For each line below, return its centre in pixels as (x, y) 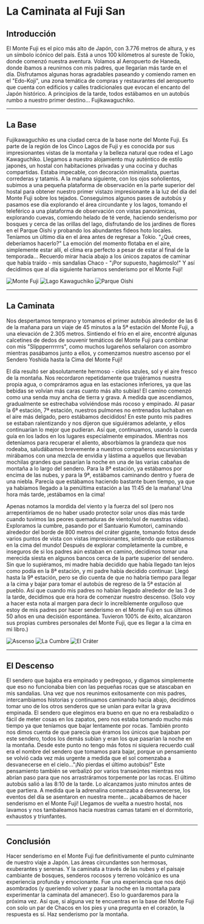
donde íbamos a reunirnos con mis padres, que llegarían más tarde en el (97, 68)
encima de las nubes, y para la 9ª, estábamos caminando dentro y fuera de (100, 475)
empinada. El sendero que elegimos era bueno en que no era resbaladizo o (100, 713)
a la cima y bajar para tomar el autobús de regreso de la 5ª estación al (94, 584)
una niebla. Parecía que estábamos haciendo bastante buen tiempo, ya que (101, 481)
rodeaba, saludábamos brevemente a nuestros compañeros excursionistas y (102, 449)
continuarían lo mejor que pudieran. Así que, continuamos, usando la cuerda (102, 429)
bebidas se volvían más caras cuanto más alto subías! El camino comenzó (99, 391)
